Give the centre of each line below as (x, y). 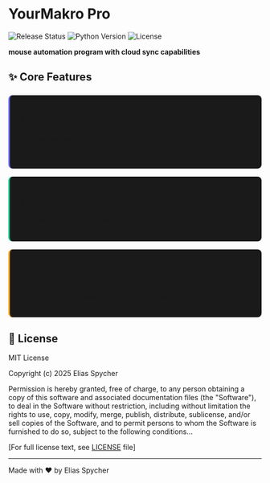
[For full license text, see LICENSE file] (72, 448)
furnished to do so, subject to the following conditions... (100, 432)
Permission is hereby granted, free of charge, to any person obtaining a (127, 389)
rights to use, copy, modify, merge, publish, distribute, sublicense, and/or (129, 415)
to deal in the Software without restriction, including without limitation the (129, 406)
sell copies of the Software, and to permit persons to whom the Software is (133, 424)
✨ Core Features (50, 77)
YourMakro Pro (59, 14)
